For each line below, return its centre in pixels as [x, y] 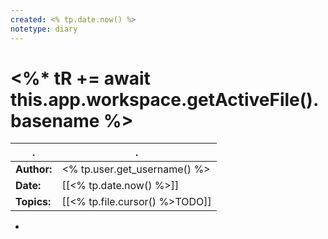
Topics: [33, 202]
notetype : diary [44, 29]
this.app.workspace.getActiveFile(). [165, 99]
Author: [34, 169]
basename [55, 120]
